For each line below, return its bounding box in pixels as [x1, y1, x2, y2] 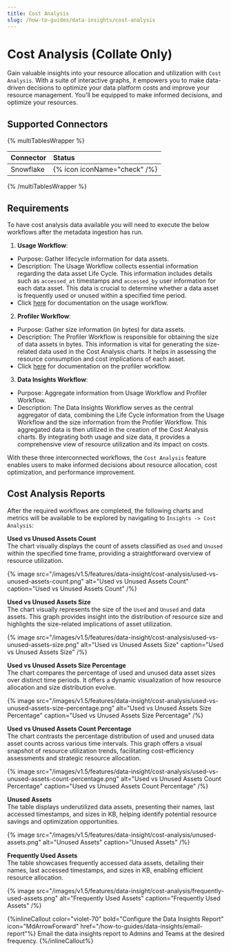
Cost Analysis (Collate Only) [7, 46, 172, 62]
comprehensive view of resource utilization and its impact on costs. [17, 440, 209, 448]
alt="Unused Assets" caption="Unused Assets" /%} [42, 837, 190, 846]
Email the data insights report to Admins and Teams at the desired [37, 929, 225, 938]
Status [52, 153, 76, 163]
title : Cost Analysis [7, 10, 70, 17]
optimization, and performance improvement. [7, 468, 136, 477]
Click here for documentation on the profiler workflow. [17, 362, 172, 370]
